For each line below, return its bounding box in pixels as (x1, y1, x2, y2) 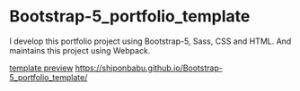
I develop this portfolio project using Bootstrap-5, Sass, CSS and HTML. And (9, 36, 292, 46)
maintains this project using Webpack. (9, 45, 151, 55)
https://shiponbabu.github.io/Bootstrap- (75, 62, 223, 73)
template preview (9, 62, 74, 73)
